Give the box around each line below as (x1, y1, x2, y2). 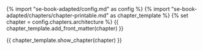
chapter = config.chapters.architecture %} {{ (6, 18, 119, 26)
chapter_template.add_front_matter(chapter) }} (6, 25, 124, 32)
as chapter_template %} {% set (110, 12, 189, 19)
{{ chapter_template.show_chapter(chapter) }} (6, 37, 122, 44)
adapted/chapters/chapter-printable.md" (6, 12, 109, 19)
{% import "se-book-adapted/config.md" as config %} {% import (6, 5, 170, 12)
